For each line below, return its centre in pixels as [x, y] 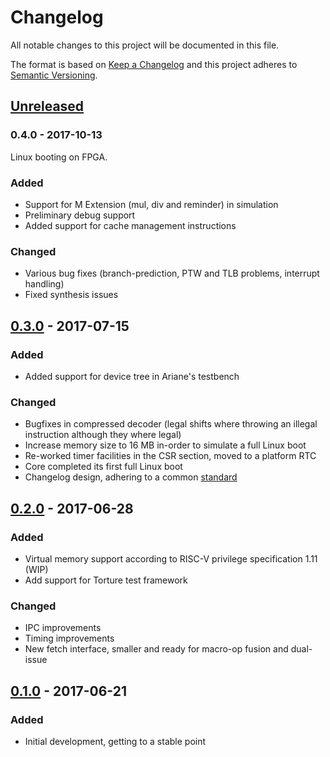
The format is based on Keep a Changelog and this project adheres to [154, 64]
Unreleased [47, 106]
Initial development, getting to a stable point [115, 741]
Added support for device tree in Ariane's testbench [132, 376]
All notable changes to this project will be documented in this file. [145, 45]
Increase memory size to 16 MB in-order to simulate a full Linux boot [165, 445]
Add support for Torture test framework [106, 580]
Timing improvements [69, 638]
